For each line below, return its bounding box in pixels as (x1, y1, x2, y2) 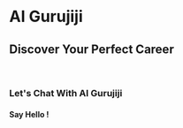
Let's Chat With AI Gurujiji (9, 87, 123, 99)
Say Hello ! (9, 109, 50, 119)
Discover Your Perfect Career (9, 41, 174, 56)
